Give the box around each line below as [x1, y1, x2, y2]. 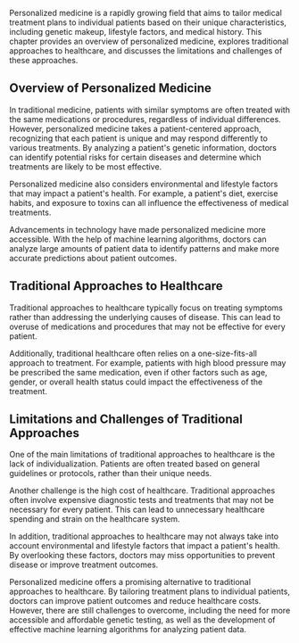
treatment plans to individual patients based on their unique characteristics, [9, 17, 287, 28]
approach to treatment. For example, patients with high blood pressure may [9, 357, 287, 368]
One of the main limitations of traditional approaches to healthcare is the [9, 449, 275, 460]
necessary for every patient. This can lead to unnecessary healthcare [9, 504, 265, 515]
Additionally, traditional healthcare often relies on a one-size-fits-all [9, 348, 257, 359]
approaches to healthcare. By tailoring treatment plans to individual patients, [9, 586, 290, 597]
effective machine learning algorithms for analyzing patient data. [9, 624, 247, 635]
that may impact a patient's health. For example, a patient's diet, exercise [9, 187, 278, 199]
